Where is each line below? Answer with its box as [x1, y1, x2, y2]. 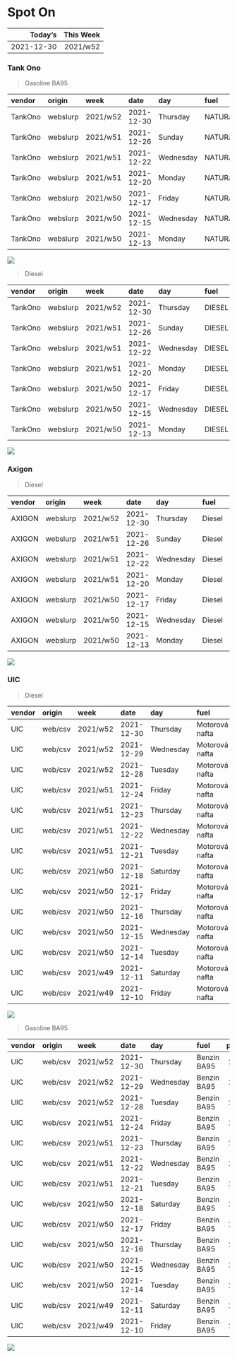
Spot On [7, 4, 56, 20]
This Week [63, 30, 101, 40]
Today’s [29, 30, 57, 40]
